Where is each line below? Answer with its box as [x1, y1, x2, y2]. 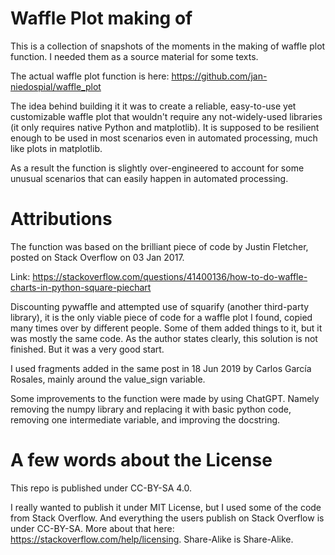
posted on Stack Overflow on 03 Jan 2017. [10, 251, 185, 263]
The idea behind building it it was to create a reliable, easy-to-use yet [10, 100, 297, 112]
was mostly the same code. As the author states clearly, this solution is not [10, 332, 318, 344]
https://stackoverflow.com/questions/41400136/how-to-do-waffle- [32, 270, 308, 282]
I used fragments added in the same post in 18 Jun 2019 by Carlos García [10, 362, 312, 374]
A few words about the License [10, 449, 273, 472]
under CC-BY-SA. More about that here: [10, 522, 175, 534]
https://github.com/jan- [171, 70, 268, 82]
